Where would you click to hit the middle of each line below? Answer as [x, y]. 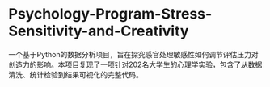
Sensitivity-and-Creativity [99, 31]
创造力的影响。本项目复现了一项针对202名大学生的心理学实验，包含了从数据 [135, 64]
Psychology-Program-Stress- [110, 14]
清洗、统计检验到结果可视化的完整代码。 [76, 74]
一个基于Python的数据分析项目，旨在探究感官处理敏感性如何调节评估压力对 [133, 54]
